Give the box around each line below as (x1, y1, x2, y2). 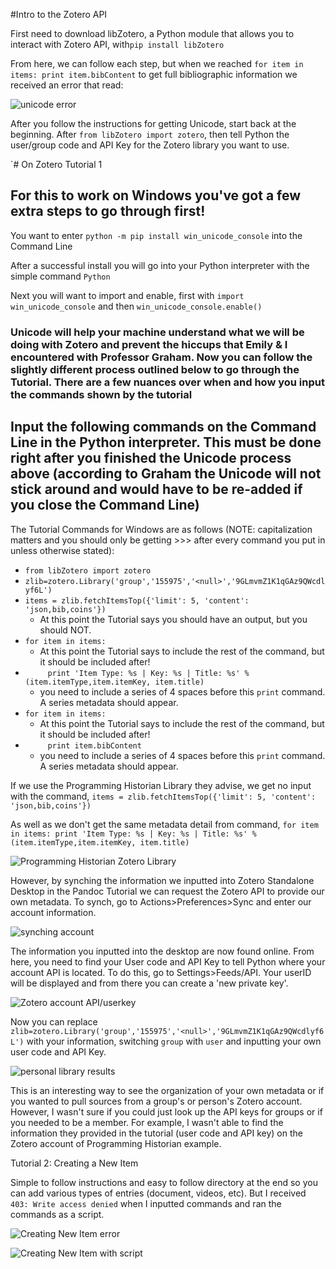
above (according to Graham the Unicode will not (10, 465, 322, 483)
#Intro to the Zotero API (10, 9, 108, 20)
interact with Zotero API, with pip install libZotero (10, 39, 225, 50)
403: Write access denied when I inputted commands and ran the (10, 1197, 282, 1209)
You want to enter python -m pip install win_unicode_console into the (10, 229, 303, 241)
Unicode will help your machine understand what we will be (10, 325, 305, 339)
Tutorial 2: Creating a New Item (10, 1157, 139, 1169)
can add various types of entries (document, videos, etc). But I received (10, 1187, 307, 1199)
